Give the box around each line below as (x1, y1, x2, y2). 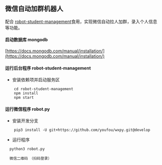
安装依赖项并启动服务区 (12, 77, 60, 83)
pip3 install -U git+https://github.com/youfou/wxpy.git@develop (14, 128, 151, 133)
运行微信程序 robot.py (5, 106, 50, 112)
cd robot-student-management (14, 87, 74, 92)
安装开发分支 (12, 118, 38, 124)
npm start (14, 95, 34, 100)
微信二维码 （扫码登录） (9, 156, 52, 161)
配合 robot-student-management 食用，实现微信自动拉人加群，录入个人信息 (5, 19, 158, 24)
